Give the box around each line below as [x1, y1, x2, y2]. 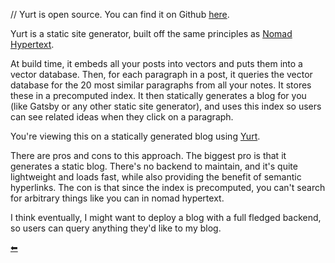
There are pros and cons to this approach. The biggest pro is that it [10, 150, 287, 161]
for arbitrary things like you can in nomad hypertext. [10, 192, 225, 204]
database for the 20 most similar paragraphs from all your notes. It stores [10, 79, 312, 91]
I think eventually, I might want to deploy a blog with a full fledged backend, [10, 212, 322, 223]
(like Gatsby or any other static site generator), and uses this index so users [10, 100, 322, 112]
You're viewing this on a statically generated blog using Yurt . [10, 130, 261, 142]
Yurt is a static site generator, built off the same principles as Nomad [10, 28, 293, 39]
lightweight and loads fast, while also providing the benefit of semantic [10, 171, 302, 183]
